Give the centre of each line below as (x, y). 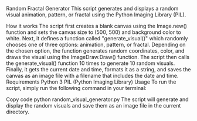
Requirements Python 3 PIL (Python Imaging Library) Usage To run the (91, 82)
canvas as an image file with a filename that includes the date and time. (92, 76)
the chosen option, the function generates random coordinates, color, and (95, 51)
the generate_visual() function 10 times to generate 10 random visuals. (91, 63)
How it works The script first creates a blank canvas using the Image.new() (97, 26)
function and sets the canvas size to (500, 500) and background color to (94, 32)
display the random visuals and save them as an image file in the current (94, 106)
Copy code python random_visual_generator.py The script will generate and (97, 99)
